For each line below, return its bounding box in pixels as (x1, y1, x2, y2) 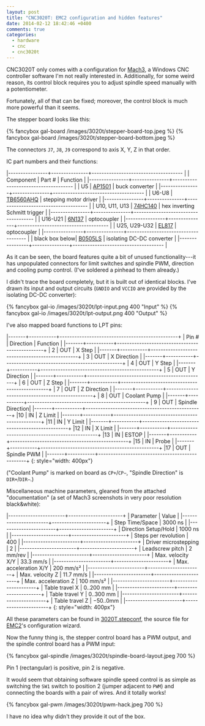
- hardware (12, 37, 40, 44)
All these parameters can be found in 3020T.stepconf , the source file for (6, 615, 189, 622)
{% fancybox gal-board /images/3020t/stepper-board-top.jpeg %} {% (6, 127, 184, 135)
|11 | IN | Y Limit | (45, 418, 88, 425)
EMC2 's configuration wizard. (6, 622, 81, 629)
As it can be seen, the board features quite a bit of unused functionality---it (6, 253, 196, 261)
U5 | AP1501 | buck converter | (80, 182, 158, 190)
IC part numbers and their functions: (6, 158, 98, 165)
